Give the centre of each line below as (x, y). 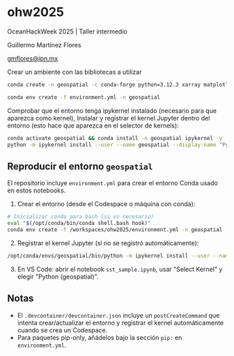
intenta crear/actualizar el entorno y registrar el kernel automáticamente (120, 323)
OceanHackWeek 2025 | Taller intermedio (67, 31)
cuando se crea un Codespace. (62, 330)
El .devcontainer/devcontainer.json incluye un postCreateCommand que (118, 315)
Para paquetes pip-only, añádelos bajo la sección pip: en (100, 337)
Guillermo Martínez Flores (44, 45)
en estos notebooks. (37, 191)
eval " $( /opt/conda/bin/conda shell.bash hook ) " (79, 224)
